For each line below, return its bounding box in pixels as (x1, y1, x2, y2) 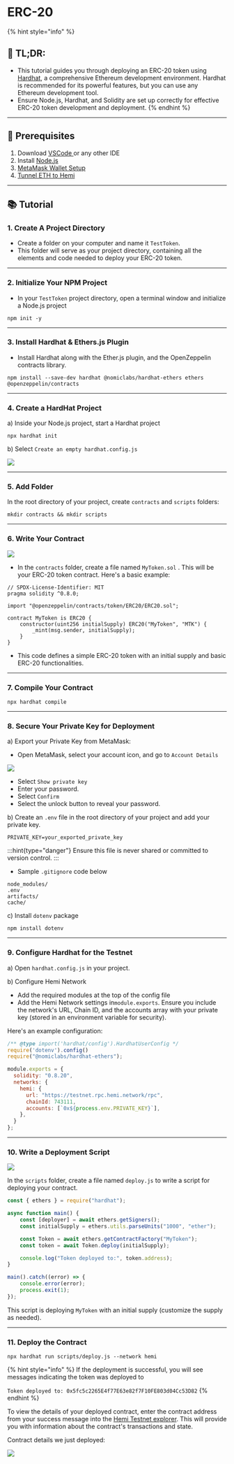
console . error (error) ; (19, 1280, 86, 1287)
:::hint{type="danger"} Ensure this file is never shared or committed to (7, 847, 209, 855)
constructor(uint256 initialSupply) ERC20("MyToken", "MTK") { (19, 620, 208, 628)
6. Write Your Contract (7, 534, 85, 544)
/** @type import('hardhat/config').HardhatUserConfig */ (7, 1040, 179, 1047)
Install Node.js (17, 156, 58, 164)
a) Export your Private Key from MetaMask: (7, 737, 131, 745)
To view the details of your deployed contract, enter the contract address (7, 1407, 217, 1416)
